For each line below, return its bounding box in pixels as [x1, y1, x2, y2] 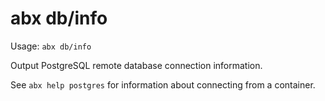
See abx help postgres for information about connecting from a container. [10, 78, 316, 91]
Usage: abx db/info [10, 40, 92, 52]
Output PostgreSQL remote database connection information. [10, 59, 263, 71]
